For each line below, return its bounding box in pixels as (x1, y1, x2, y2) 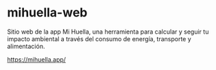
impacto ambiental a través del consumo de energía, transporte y (7, 34, 192, 43)
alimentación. (7, 42, 45, 50)
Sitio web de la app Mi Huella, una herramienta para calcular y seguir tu (7, 27, 209, 36)
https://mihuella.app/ (7, 55, 67, 63)
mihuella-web (7, 5, 88, 21)
